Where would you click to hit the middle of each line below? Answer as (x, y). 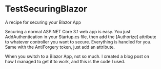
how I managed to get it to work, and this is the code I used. (65, 61)
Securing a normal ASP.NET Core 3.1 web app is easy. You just (68, 31)
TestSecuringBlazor (46, 9)
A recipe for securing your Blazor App (43, 22)
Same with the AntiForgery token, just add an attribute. (60, 47)
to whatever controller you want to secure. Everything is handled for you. (78, 41)
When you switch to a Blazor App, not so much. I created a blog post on (77, 56)
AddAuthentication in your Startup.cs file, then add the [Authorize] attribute (81, 37)
